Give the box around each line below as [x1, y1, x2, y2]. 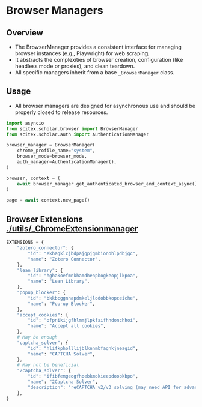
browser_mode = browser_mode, [17, 154, 87, 160]
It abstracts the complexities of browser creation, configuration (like [14, 56, 183, 63]
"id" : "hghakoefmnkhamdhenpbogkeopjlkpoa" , [28, 273, 138, 279]
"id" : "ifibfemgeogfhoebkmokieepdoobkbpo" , [28, 373, 138, 379]
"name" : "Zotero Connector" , [28, 256, 101, 262]
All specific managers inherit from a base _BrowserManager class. [14, 69, 175, 76]
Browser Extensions [6, 214, 83, 224]
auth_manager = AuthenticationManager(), [17, 159, 117, 165]
